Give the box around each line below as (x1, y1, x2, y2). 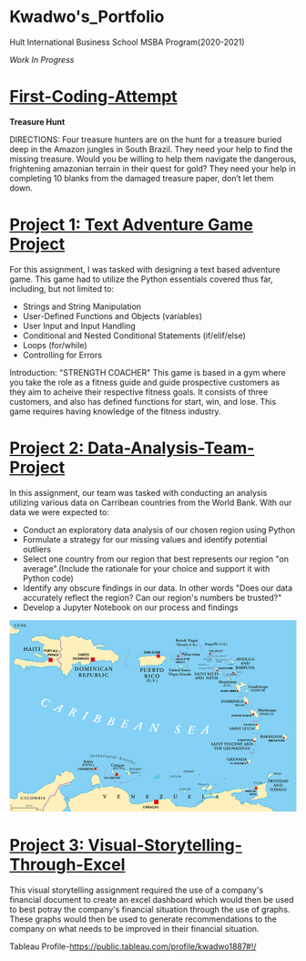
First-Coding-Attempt (9, 87, 178, 107)
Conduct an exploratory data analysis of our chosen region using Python (22, 524, 296, 535)
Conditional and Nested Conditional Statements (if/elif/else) (22, 330, 246, 341)
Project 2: (9, 438, 85, 458)
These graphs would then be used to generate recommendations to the (9, 914, 278, 925)
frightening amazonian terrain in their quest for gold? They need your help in (9, 162, 296, 174)
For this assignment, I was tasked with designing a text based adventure (9, 263, 280, 274)
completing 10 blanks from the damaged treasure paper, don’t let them (9, 172, 274, 183)
